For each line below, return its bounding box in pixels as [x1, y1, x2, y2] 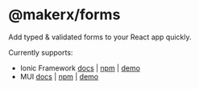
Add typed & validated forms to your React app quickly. [8, 32, 192, 42]
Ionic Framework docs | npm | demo [19, 63, 141, 73]
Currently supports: [8, 47, 73, 57]
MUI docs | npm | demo [19, 71, 99, 81]
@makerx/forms [8, 6, 121, 24]
